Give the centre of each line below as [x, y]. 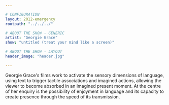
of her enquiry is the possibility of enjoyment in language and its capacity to [84, 91]
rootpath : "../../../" [29, 24]
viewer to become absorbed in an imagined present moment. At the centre [83, 86]
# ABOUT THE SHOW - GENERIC [35, 33]
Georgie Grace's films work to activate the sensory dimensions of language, [85, 75]
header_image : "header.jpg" [35, 56]
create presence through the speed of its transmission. [63, 96]
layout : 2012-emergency [30, 19]
